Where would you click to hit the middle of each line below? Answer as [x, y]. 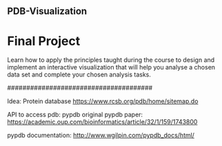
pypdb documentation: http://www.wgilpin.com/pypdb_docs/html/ [101, 135]
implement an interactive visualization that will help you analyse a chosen [111, 67]
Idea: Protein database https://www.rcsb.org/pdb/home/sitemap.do [103, 101]
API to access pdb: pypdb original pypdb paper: [75, 115]
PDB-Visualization [47, 11]
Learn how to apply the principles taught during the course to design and [111, 60]
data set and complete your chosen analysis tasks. [79, 74]
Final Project [44, 41]
